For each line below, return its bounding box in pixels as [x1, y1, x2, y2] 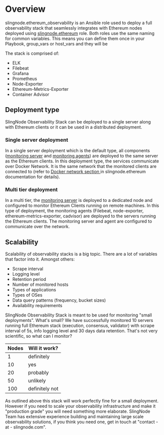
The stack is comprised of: [5, 50, 60, 56]
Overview [5, 3, 46, 15]
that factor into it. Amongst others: [5, 256, 75, 262]
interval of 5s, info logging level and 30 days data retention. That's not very [5, 328, 158, 334]
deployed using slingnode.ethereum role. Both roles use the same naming [5, 30, 155, 36]
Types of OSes [12, 292, 43, 298]
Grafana [12, 70, 29, 76]
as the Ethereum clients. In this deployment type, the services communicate [5, 158, 159, 164]
